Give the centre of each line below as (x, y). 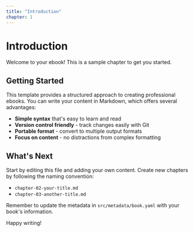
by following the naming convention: (50, 176)
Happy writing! (24, 223)
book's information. (30, 211)
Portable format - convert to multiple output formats (78, 131)
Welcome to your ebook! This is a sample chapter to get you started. (89, 62)
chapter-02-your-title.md (46, 189)
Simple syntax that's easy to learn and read (68, 119)
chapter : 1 (19, 17)
